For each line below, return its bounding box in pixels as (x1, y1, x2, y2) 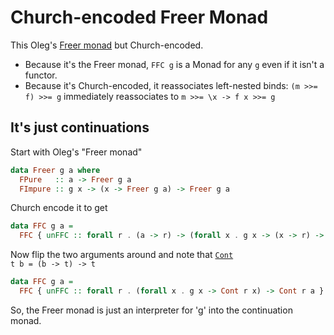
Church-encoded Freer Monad (10, 6, 269, 29)
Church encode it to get (10, 202, 108, 214)
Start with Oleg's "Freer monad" (10, 146, 143, 158)
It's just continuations (10, 119, 150, 136)
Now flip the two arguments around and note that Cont (10, 249, 234, 261)
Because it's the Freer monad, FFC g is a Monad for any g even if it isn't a (24, 58, 325, 70)
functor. (24, 69, 58, 81)
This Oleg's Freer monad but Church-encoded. (10, 39, 204, 51)
